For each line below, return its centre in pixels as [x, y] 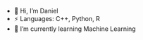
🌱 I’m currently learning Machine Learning [75, 29]
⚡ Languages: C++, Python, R [57, 19]
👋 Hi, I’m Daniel [36, 11]
